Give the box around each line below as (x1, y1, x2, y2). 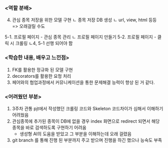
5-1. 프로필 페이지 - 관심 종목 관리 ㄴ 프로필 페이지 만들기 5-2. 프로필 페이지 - (5, 34, 156, 40)
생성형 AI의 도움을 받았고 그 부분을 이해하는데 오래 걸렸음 (19, 130, 132, 137)
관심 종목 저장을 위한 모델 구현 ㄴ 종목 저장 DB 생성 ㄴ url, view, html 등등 (12, 17, 157, 23)
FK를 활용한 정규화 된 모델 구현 (12, 67, 73, 73)
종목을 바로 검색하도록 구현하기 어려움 (12, 124, 87, 130)
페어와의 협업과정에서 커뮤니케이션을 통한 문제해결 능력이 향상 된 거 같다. (12, 79, 155, 85)
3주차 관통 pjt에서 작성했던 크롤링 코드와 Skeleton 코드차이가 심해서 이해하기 (12, 105, 163, 112)
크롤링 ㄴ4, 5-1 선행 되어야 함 (15, 40, 73, 46)
